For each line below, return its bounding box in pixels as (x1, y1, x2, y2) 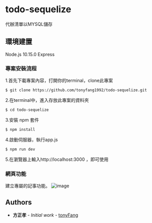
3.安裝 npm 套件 (5, 117, 39, 123)
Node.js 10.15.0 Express (5, 51, 55, 57)
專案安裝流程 (5, 65, 37, 72)
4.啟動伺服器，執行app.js (5, 136, 58, 143)
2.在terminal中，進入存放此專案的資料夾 (5, 97, 89, 103)
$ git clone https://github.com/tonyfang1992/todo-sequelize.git (5, 88, 147, 93)
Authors (5, 198, 32, 207)
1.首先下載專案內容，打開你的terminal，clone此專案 (5, 77, 113, 83)
